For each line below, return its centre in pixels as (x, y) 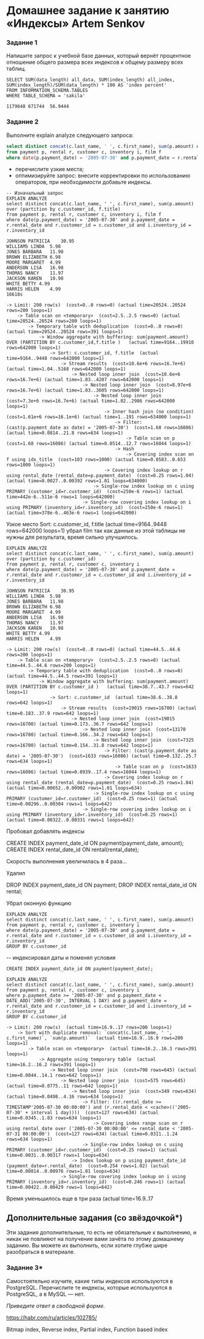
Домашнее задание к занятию (88, 11)
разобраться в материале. (41, 1252)
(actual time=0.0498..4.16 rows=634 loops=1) (65, 1097)
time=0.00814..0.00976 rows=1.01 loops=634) (63, 1172)
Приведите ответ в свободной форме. (56, 1306)
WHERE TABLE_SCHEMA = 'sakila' (46, 96)
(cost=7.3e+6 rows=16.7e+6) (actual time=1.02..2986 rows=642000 (90, 401)
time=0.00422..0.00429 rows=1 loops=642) (59, 1187)
